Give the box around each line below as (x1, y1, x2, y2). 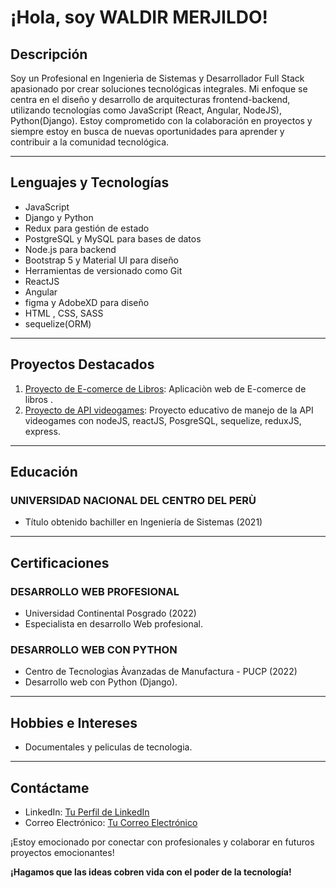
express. (24, 425, 61, 437)
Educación (10, 464, 78, 481)
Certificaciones (10, 554, 110, 571)
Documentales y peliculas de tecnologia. (24, 741, 193, 753)
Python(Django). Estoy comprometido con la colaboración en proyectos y (10, 115, 313, 126)
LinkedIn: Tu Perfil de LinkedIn (24, 806, 150, 818)
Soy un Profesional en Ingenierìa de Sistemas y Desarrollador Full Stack (10, 72, 305, 84)
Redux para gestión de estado (24, 222, 150, 234)
